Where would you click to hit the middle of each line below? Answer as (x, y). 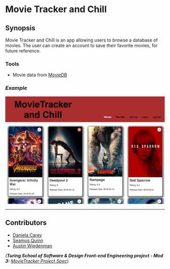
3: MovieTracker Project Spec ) (37, 261)
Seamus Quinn (28, 240)
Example (16, 88)
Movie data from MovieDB (40, 75)
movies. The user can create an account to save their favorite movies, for (81, 46)
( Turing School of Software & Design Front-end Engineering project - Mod (84, 255)
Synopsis (20, 28)
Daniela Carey (27, 235)
